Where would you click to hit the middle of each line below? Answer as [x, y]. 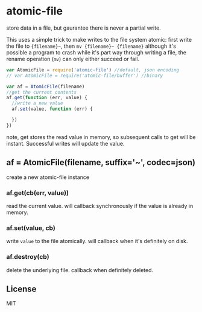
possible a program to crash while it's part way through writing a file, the [96, 52]
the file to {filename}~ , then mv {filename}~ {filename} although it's [91, 46]
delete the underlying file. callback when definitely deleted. [80, 270]
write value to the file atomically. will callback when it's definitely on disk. [97, 241]
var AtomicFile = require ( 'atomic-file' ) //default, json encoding [93, 70]
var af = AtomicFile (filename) [46, 86]
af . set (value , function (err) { [52, 109]
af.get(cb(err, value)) [38, 193]
